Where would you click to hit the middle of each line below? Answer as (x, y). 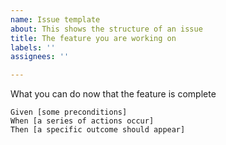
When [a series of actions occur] (82, 121)
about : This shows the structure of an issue (106, 29)
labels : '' (33, 47)
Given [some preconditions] (69, 112)
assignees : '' (40, 57)
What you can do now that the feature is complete (113, 94)
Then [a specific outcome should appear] (98, 130)
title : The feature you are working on (93, 38)
